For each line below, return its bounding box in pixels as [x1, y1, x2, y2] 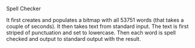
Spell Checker [6, 5, 41, 12]
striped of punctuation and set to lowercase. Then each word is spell [6, 29, 176, 36]
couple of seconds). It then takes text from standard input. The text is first [6, 23, 189, 30]
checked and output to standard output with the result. [6, 36, 141, 42]
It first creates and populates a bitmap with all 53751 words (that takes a [6, 17, 184, 23]
